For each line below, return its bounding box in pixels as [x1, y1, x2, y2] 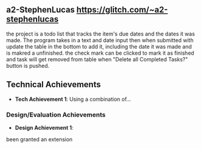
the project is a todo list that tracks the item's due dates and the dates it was [6, 30, 195, 37]
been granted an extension [6, 135, 73, 143]
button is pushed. [6, 62, 50, 69]
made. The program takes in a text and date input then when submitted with [6, 36, 194, 44]
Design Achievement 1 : [14, 124, 74, 131]
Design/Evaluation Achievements [6, 111, 106, 119]
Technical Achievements [6, 79, 101, 90]
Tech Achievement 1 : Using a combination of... [14, 96, 131, 103]
